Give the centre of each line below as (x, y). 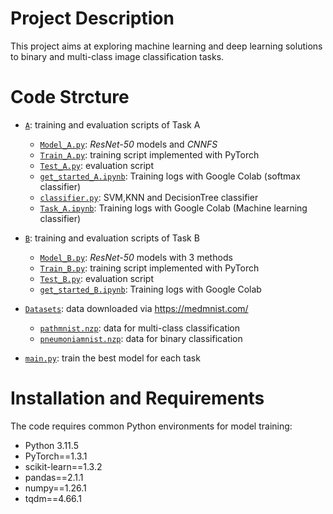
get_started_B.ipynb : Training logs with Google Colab (150, 289)
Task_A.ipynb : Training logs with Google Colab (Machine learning (173, 208)
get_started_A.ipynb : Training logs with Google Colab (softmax (170, 176)
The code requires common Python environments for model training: (151, 426)
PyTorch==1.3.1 (56, 456)
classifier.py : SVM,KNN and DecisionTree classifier (149, 197)
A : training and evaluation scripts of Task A (112, 124)
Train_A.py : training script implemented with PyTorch (149, 154)
